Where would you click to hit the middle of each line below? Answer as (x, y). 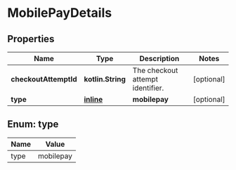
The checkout (155, 70)
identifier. (148, 88)
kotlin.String (105, 79)
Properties (31, 39)
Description (159, 59)
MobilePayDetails (60, 13)
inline (93, 99)
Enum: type (33, 124)
